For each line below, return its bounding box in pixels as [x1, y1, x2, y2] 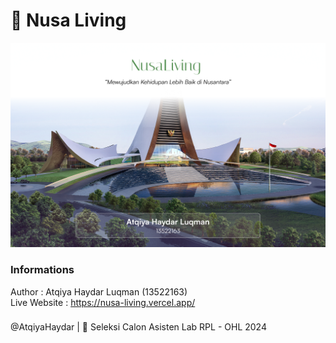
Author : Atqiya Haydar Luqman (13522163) [10, 285, 188, 298]
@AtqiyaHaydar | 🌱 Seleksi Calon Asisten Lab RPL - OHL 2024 [10, 321, 267, 333]
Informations [10, 263, 75, 277]
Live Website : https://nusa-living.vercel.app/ [10, 296, 196, 308]
